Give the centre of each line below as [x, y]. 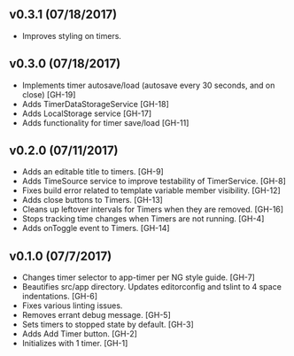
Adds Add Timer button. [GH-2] [79, 334]
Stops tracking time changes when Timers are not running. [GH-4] [143, 219]
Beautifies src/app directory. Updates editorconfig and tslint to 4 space [151, 287]
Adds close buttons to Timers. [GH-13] [93, 200]
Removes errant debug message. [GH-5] [96, 315]
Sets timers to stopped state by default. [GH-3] [108, 325]
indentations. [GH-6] [60, 297]
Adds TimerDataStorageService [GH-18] [96, 104]
